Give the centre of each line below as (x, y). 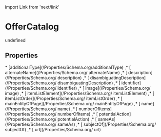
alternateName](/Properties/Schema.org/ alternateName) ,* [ (66, 72)
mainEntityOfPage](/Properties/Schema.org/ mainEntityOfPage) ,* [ (73, 103)
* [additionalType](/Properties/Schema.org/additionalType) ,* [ (68, 67)
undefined (15, 40)
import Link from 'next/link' (32, 7)
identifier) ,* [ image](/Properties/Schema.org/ (104, 88)
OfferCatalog (32, 27)
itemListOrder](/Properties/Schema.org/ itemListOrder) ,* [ (64, 98)
